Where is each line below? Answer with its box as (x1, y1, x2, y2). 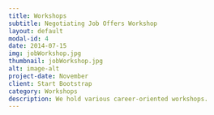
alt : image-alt (8, 65, 60, 73)
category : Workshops (8, 87, 79, 96)
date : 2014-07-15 (8, 42, 67, 50)
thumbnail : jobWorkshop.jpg (8, 57, 104, 66)
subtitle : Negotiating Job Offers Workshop (8, 19, 158, 28)
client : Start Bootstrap (8, 79, 92, 87)
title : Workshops (8, 11, 67, 20)
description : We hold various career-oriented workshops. (8, 95, 208, 103)
